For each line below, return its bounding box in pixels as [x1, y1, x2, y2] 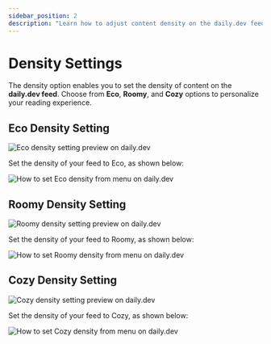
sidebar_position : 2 [8, 11, 78, 20]
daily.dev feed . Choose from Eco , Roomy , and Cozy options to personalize [8, 90, 260, 99]
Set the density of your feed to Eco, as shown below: [8, 158, 184, 168]
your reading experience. [8, 98, 93, 107]
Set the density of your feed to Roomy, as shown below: [8, 235, 194, 245]
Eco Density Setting [8, 121, 110, 135]
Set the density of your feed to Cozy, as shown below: [8, 310, 189, 320]
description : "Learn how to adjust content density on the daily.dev [8, 19, 248, 27]
